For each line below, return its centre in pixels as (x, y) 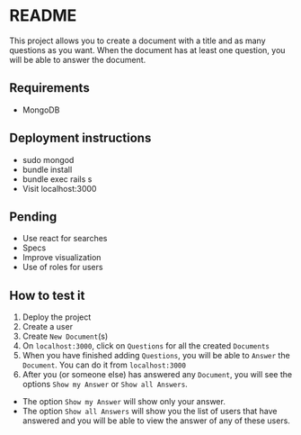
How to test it (47, 295)
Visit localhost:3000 (59, 188)
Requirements (49, 88)
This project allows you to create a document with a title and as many (138, 41)
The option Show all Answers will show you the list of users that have (150, 412)
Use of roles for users (62, 267)
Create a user (48, 327)
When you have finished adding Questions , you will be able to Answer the (156, 356)
